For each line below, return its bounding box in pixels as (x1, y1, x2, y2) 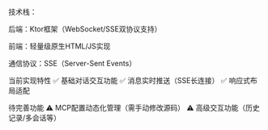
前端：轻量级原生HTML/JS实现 (8, 41, 111, 51)
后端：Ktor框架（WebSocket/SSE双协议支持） (8, 24, 162, 34)
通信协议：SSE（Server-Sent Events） (8, 59, 137, 68)
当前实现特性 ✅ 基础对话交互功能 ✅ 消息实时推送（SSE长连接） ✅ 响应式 (8, 76, 251, 85)
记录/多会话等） (8, 113, 62, 123)
